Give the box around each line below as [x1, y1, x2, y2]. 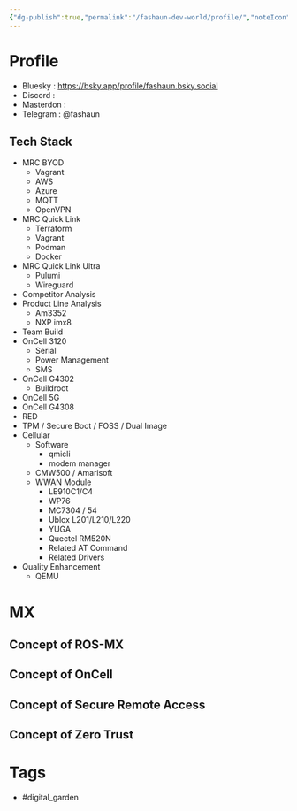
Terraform [34, 223, 72, 234]
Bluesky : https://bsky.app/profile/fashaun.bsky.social [21, 80, 218, 91]
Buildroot [34, 383, 69, 394]
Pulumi [34, 271, 61, 281]
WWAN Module [34, 477, 92, 487]
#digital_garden [21, 792, 80, 803]
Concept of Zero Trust [9, 727, 134, 743]
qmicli [48, 448, 71, 460]
